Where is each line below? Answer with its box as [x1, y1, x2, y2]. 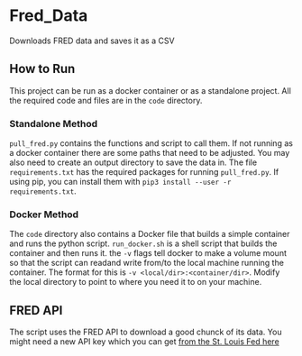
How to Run [9, 61, 76, 77]
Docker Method [9, 208, 79, 221]
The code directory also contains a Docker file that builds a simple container [9, 229, 290, 240]
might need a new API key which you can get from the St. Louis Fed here [9, 336, 279, 347]
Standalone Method [9, 117, 98, 130]
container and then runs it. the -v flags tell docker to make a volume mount [9, 248, 287, 259]
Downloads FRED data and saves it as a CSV [9, 35, 175, 46]
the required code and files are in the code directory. [9, 95, 203, 105]
